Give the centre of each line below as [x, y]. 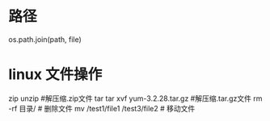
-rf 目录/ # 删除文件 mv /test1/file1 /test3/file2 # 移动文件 [102, 108]
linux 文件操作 [55, 75]
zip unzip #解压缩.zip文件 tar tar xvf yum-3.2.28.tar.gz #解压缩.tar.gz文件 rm [135, 98]
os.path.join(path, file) [45, 39]
